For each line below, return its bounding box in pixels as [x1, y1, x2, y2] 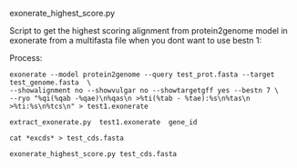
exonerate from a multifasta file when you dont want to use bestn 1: [9, 35, 262, 45]
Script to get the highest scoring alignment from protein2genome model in [9, 25, 289, 35]
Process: [9, 53, 43, 63]
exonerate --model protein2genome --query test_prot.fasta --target [9, 70, 275, 79]
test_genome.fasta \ [9, 78, 92, 87]
